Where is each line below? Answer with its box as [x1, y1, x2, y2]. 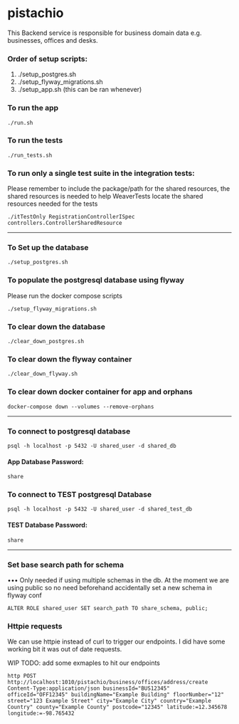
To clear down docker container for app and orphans [7, 387, 193, 397]
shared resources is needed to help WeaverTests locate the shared [7, 192, 203, 201]
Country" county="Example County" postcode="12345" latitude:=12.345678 [7, 703, 228, 711]
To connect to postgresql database [7, 426, 131, 436]
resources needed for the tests [7, 199, 98, 208]
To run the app [7, 103, 59, 113]
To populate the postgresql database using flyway [7, 276, 185, 285]
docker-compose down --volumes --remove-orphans [7, 403, 154, 410]
